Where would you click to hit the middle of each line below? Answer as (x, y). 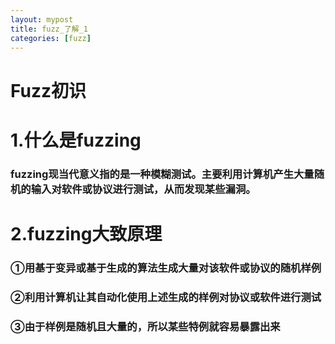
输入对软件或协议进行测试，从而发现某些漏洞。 (143, 189)
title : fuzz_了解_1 (49, 29)
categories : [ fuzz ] (51, 38)
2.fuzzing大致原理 (86, 233)
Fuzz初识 (48, 90)
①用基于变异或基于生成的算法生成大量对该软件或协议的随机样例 (166, 268)
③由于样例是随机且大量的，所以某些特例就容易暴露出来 (145, 326)
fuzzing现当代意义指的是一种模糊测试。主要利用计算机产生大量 (162, 174)
